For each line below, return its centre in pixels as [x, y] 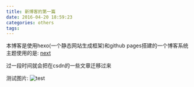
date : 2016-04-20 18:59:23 [39, 17]
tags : [13, 28]
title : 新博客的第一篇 [31, 12]
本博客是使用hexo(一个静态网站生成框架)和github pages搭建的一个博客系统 [97, 46]
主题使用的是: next [29, 53]
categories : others [30, 22]
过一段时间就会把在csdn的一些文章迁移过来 [59, 66]
